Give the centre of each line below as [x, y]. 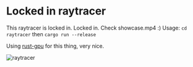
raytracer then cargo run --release [51, 34]
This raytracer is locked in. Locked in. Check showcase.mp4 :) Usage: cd [96, 28]
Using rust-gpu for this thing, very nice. [55, 46]
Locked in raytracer [56, 11]
